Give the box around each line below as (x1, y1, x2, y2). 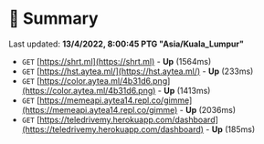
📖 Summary (8, 8, 99, 29)
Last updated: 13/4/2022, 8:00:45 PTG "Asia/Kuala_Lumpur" (8, 38, 244, 49)
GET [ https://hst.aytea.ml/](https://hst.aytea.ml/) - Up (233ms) (21, 66, 254, 77)
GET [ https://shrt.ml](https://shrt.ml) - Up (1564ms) (21, 56, 212, 67)
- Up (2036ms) (179, 104, 237, 115)
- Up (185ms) (206, 123, 256, 135)
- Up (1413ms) (157, 85, 211, 96)
